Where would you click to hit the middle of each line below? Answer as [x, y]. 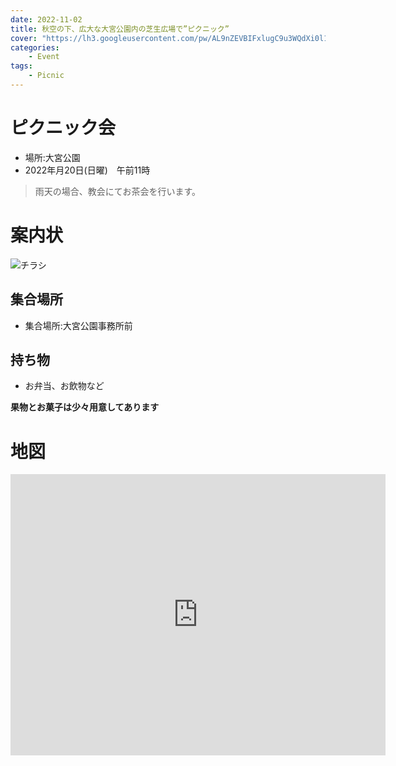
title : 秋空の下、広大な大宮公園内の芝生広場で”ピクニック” [120, 29]
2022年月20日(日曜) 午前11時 [87, 170]
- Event [44, 57]
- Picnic [46, 76]
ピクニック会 [63, 128]
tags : [21, 66]
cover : [24, 38]
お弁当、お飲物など [64, 386]
